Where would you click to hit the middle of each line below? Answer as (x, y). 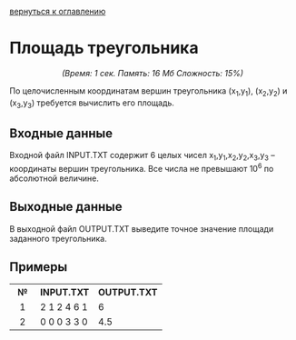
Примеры (39, 267)
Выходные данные (66, 207)
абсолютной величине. (54, 178)
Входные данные (61, 133)
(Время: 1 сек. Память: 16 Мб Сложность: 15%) (153, 73)
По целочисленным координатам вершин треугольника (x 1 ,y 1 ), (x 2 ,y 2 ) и (148, 91)
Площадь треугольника (104, 48)
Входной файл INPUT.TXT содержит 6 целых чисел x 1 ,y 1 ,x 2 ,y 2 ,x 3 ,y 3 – (142, 156)
